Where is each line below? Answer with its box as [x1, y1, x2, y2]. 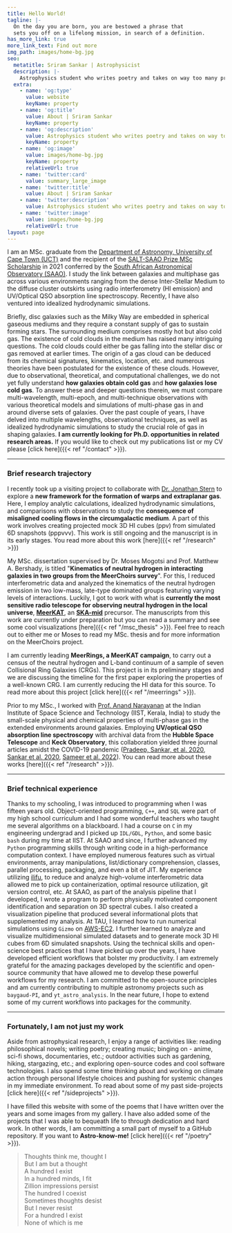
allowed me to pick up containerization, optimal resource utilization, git [7, 880, 209, 888]
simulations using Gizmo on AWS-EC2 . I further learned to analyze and [7, 924, 206, 933]
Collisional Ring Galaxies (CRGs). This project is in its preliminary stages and [7, 666, 224, 674]
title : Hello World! [7, 10, 67, 17]
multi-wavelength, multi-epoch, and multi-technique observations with [7, 394, 209, 402]
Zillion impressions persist [23, 1182, 99, 1190]
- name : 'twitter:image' [19, 210, 91, 217]
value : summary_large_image [25, 177, 107, 184]
